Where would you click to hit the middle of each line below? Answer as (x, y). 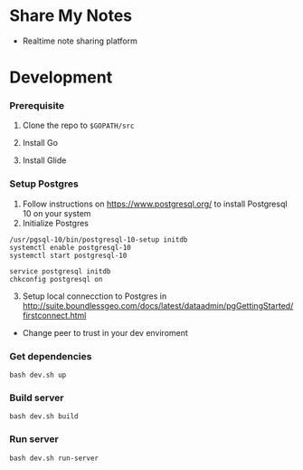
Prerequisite (37, 106)
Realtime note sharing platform (80, 41)
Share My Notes (71, 16)
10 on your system (57, 213)
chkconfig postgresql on (56, 279)
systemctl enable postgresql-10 (70, 247)
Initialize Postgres (55, 223)
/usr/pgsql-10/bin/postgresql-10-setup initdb (99, 240)
